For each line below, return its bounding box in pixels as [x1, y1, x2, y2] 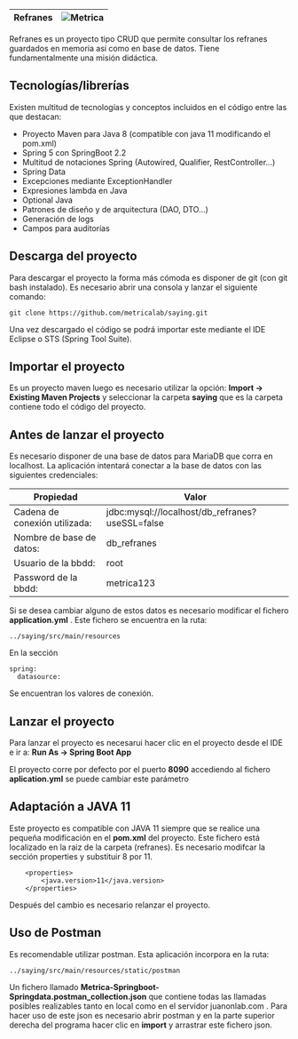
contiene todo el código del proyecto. [9, 402, 146, 412]
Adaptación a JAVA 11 [9, 799, 131, 814]
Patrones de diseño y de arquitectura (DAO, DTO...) [21, 204, 208, 214]
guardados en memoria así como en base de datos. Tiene [9, 44, 220, 53]
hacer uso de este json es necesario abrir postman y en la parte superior [9, 1010, 275, 1020]
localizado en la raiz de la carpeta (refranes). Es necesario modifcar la [9, 842, 266, 852]
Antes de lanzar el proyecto [9, 427, 165, 443]
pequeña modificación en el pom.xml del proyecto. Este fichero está [9, 832, 260, 843]
